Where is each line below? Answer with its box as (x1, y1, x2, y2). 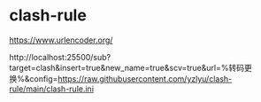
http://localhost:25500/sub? (9, 51, 111, 62)
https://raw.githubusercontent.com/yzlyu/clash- (57, 73, 233, 84)
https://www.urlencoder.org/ (9, 35, 113, 45)
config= (29, 73, 58, 84)
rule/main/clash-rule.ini (9, 83, 95, 94)
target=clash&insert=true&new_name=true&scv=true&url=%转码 (9, 62, 245, 73)
